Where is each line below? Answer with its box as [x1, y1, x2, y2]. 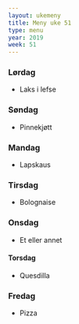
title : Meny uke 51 [8, 19, 72, 27]
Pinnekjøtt [19, 122, 52, 132]
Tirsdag [8, 179, 39, 190]
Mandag [8, 142, 41, 153]
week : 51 [8, 41, 37, 49]
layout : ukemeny [8, 11, 61, 20]
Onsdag [8, 218, 39, 229]
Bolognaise [19, 198, 56, 207]
